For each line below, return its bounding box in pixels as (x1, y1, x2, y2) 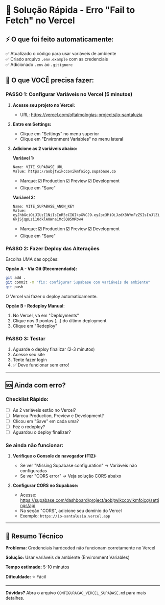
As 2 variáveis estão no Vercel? (12, 407, 76, 413)
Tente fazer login (12, 357, 47, 363)
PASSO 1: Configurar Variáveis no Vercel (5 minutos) (5, 91, 133, 98)
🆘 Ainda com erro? (5, 381, 66, 390)
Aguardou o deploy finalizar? (12, 429, 71, 435)
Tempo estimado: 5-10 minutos (5, 564, 70, 570)
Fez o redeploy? (12, 423, 46, 429)
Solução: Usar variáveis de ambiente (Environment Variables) (5, 554, 130, 560)
